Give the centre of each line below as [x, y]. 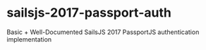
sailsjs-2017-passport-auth [89, 13]
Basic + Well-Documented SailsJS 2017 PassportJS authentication [103, 32]
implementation [29, 39]
